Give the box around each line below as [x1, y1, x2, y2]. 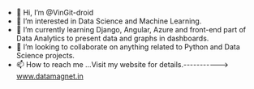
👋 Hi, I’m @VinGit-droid [15, 8, 94, 17]
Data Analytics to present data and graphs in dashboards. [15, 33, 209, 43]
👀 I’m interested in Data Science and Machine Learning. [15, 16, 202, 26]
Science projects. [15, 51, 75, 60]
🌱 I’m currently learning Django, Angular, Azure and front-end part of [15, 25, 246, 34]
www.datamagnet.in [15, 71, 84, 81]
